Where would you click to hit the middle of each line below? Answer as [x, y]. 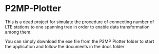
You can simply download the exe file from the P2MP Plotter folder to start [80, 41]
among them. [18, 32]
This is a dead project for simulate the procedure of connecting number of [80, 22]
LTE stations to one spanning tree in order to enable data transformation [77, 27]
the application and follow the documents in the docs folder [65, 46]
